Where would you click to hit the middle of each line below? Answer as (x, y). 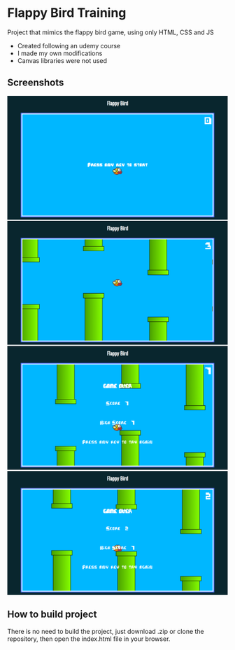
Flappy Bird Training (67, 13)
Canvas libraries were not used (62, 60)
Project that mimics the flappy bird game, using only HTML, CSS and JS (111, 32)
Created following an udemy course (69, 45)
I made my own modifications (60, 53)
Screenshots (36, 83)
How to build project (52, 615)
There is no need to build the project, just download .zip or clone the (106, 631)
